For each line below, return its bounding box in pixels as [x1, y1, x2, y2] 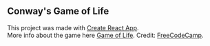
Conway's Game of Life [7, 5, 109, 17]
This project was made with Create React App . [7, 23, 139, 32]
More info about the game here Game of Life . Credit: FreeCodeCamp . [7, 31, 204, 39]
